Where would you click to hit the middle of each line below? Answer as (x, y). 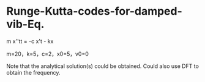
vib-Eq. (25, 24)
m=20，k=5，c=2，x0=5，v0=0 (47, 54)
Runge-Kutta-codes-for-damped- (94, 11)
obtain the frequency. (33, 72)
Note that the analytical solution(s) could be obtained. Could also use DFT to (102, 66)
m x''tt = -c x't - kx (30, 41)
